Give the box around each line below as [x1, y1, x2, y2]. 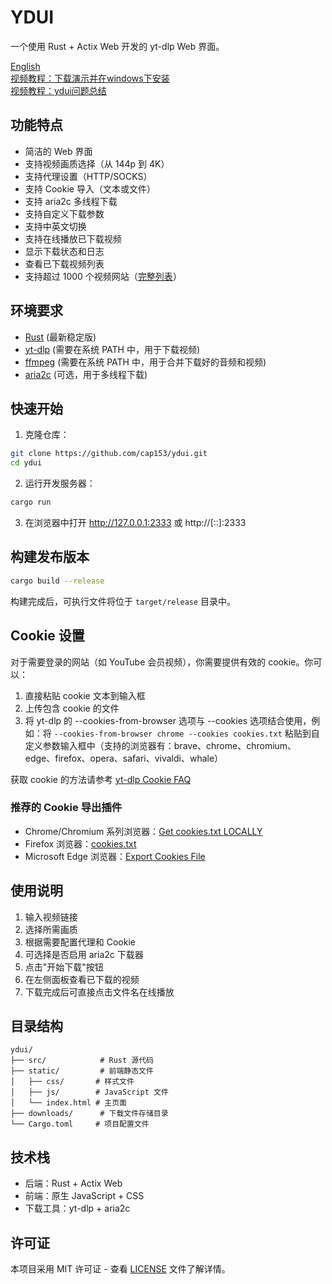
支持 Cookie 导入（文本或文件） [24, 182, 156, 195]
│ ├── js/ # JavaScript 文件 [10, 1087, 169, 1098]
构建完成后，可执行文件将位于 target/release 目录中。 [10, 595, 237, 607]
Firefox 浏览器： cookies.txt [24, 837, 137, 850]
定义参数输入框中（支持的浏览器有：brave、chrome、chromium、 [24, 739, 297, 751]
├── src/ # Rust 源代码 [10, 1056, 154, 1066]
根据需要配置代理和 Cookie [24, 936, 136, 948]
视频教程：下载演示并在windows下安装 [10, 72, 170, 84]
